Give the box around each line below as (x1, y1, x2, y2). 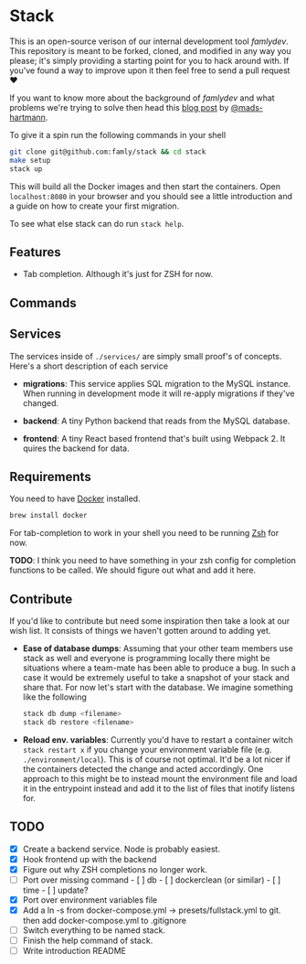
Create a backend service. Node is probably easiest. (22, 843, 221, 854)
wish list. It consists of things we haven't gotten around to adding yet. (9, 626, 271, 637)
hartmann (9, 112, 46, 123)
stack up (9, 164, 43, 174)
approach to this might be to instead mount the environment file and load (22, 773, 298, 784)
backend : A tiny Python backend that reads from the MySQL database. (22, 415, 290, 426)
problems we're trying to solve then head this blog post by (9, 102, 229, 112)
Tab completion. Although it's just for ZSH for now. (22, 269, 213, 280)
